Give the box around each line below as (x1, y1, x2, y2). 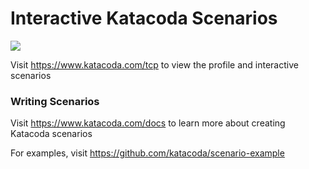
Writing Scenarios (10, 94, 100, 108)
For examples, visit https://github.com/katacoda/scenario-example (10, 147, 285, 159)
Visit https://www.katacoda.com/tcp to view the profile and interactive (10, 58, 299, 71)
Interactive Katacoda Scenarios (10, 7, 278, 30)
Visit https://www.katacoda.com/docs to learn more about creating (10, 117, 286, 129)
